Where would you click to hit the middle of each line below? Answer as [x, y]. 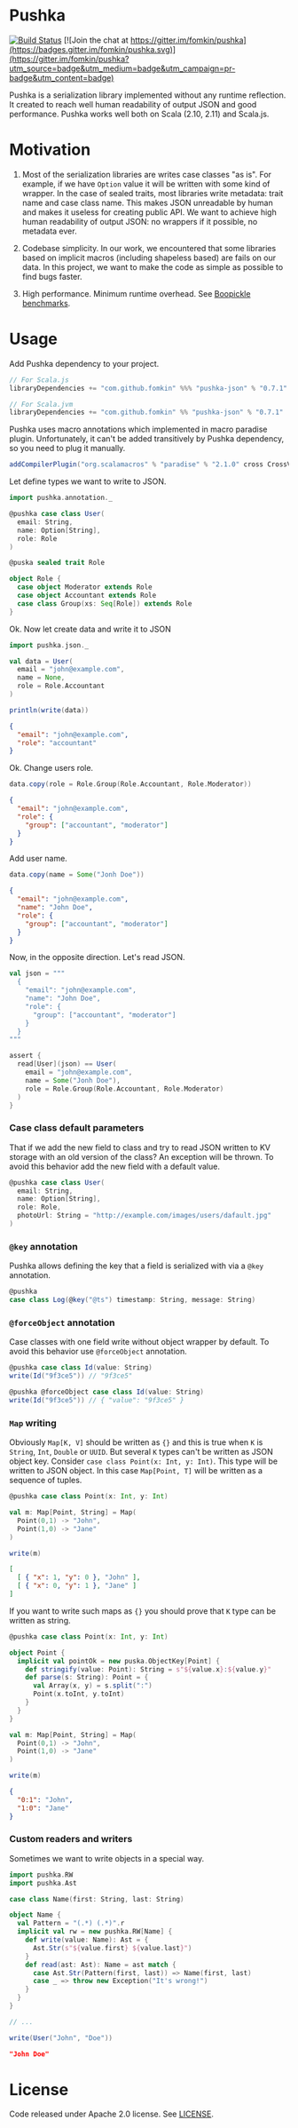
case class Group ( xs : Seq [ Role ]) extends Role [105, 603]
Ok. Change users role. [51, 768]
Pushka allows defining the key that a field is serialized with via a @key [137, 1266]
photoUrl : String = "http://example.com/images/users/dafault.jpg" [145, 1216]
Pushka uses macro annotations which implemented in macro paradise [138, 429]
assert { [25, 1056]
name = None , [41, 678]
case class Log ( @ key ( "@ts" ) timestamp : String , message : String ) [133, 1300]
